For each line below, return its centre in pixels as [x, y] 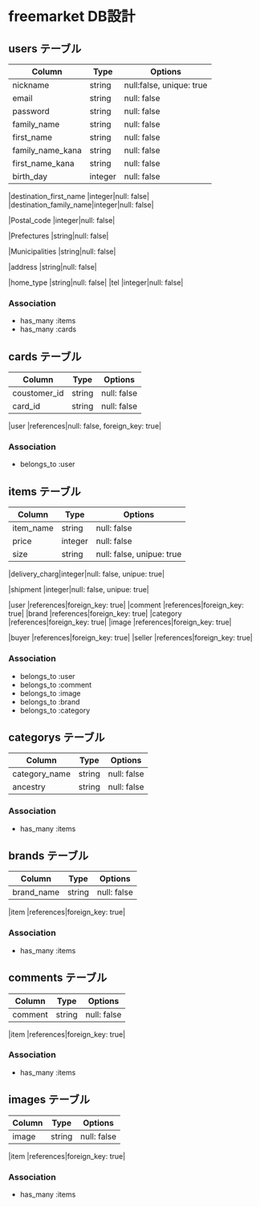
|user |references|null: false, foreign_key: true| [85, 426]
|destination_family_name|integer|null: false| [81, 205]
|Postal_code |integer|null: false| [62, 220]
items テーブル [45, 492]
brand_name [36, 892]
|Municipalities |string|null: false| [62, 251]
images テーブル [49, 1100]
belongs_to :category [55, 710]
